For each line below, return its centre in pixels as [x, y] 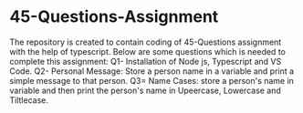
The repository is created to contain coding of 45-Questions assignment [146, 42]
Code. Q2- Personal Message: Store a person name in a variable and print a [152, 71]
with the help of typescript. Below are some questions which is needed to [147, 51]
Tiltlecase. [29, 100]
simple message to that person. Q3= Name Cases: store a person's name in [152, 80]
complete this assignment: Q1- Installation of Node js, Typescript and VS [146, 61]
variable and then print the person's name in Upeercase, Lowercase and [145, 90]
